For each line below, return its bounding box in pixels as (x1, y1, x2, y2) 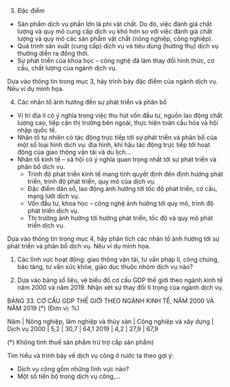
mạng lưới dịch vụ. (27, 192, 81, 200)
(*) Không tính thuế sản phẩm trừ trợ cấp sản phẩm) (7, 338, 154, 346)
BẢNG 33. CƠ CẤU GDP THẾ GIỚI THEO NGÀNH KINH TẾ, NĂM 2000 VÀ (7, 297, 215, 305)
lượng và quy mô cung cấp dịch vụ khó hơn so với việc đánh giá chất (17, 28, 213, 35)
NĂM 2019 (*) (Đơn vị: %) (7, 304, 80, 312)
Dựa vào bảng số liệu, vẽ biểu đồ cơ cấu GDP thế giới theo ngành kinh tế (17, 276, 223, 284)
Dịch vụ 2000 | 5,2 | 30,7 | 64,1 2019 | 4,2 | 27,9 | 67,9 (7, 325, 158, 333)
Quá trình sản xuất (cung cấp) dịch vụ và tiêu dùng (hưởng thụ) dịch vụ (17, 42, 219, 50)
